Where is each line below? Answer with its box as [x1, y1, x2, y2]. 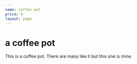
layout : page [5, 16, 32, 21]
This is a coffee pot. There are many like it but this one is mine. [5, 53, 133, 59]
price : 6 [5, 12, 23, 17]
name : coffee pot [5, 7, 41, 12]
